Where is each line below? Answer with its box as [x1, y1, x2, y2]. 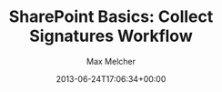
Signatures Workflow [29, 26, 193, 46]
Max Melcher [86, 56, 136, 66]
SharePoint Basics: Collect [8, 6, 214, 27]
